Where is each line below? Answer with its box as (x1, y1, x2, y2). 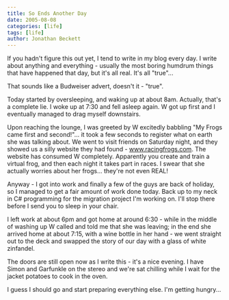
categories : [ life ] (7, 23, 63, 29)
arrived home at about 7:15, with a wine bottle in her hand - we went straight (7, 230, 221, 238)
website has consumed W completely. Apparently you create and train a (7, 152, 210, 161)
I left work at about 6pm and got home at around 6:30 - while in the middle (7, 215, 217, 223)
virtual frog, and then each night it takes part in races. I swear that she (7, 160, 205, 168)
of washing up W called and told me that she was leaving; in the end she (7, 223, 212, 231)
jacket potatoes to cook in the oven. (7, 272, 108, 281)
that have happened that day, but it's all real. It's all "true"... (7, 69, 174, 77)
